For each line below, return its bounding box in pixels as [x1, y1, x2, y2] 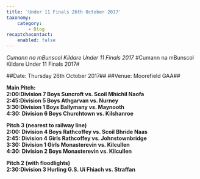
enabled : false [17, 37, 56, 43]
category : [17, 20, 43, 26]
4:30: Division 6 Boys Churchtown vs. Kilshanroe [6, 110, 134, 117]
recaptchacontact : [6, 32, 53, 38]
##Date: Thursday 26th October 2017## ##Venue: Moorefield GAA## [6, 72, 181, 79]
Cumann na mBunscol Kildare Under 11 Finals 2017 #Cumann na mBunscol [6, 54, 194, 61]
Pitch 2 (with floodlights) [6, 160, 71, 166]
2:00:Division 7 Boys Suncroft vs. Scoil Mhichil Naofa [6, 91, 145, 97]
